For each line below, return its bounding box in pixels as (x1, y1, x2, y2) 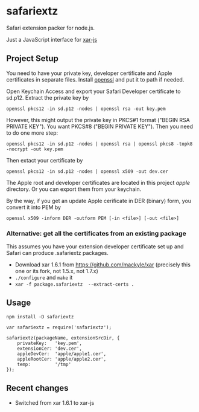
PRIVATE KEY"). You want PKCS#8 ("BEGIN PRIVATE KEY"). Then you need (6, 123, 194, 130)
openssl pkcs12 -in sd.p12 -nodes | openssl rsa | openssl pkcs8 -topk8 (6, 141, 193, 147)
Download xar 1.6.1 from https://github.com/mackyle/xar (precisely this (14, 261, 191, 268)
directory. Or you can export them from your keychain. (6, 185, 142, 193)
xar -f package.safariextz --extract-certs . (14, 282, 134, 288)
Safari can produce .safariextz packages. (6, 249, 109, 257)
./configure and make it (14, 274, 73, 282)
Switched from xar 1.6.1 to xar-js (14, 399, 95, 406)
